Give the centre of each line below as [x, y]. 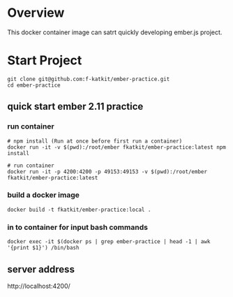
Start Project [45, 60]
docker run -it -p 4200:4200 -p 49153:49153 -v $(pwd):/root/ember [107, 172]
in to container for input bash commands [78, 227]
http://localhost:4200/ [39, 286]
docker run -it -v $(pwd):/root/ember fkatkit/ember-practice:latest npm [117, 147]
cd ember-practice [34, 85]
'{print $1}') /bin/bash [43, 248]
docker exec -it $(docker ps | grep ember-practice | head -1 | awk [109, 242]
